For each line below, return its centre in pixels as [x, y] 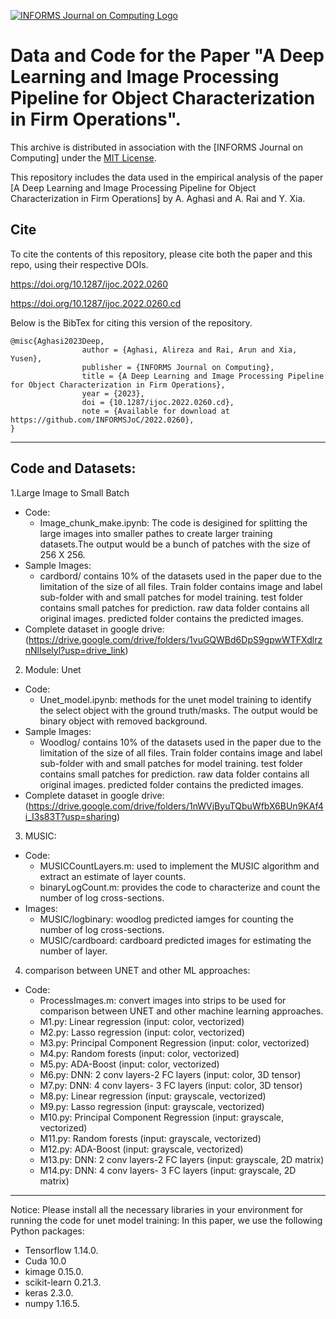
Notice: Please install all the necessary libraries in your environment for [157, 1209]
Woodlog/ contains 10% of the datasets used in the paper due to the [180, 742]
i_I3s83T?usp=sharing [71, 816]
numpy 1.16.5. [52, 1303]
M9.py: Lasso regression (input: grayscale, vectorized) [152, 1106]
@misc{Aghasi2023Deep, [57, 341]
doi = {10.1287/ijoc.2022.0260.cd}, [158, 402]
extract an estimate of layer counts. [113, 876]
